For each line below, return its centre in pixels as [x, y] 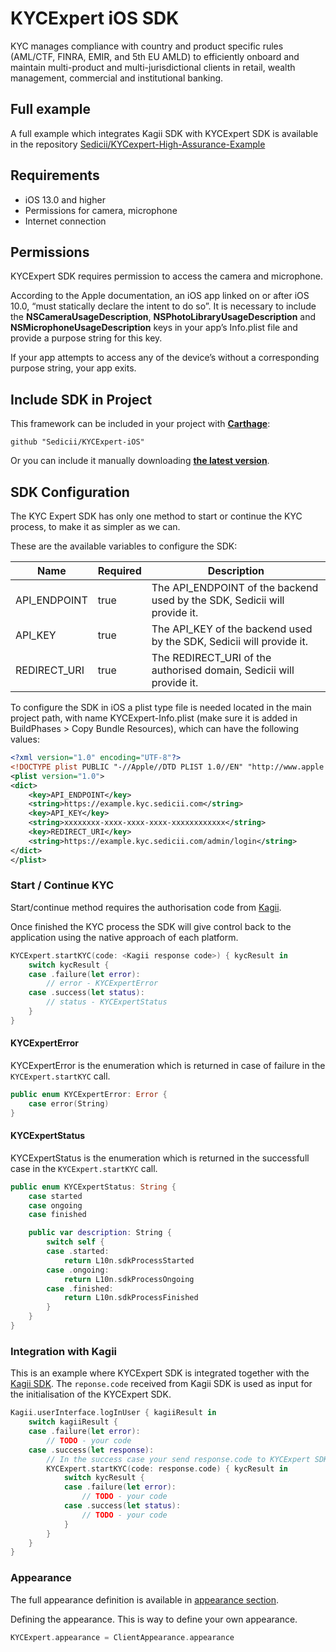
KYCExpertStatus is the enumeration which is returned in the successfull [160, 1158]
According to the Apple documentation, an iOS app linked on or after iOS [160, 296]
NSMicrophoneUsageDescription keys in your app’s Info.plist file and [154, 328]
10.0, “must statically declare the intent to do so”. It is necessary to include [163, 306]
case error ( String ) [69, 1103]
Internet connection [65, 221]
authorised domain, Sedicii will [223, 670]
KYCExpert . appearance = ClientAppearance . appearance [122, 1637]
